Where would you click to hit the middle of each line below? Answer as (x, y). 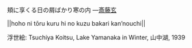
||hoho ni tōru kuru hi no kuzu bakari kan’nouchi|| (76, 23)
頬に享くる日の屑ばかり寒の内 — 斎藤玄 (62, 10)
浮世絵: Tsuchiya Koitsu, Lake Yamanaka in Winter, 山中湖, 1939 (96, 37)
